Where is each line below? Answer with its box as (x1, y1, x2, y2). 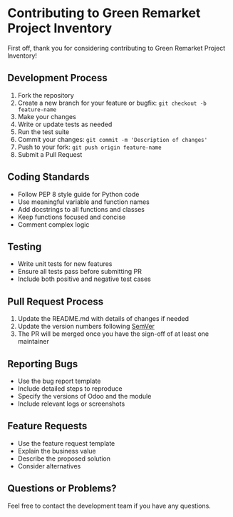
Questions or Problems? (7, 483, 117, 495)
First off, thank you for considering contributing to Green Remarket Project (7, 43, 226, 52)
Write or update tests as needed (17, 120, 113, 128)
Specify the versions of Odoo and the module (17, 392, 152, 400)
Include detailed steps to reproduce (17, 384, 123, 393)
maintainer (17, 337, 50, 346)
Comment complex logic (17, 220, 90, 229)
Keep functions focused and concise (17, 213, 126, 221)
